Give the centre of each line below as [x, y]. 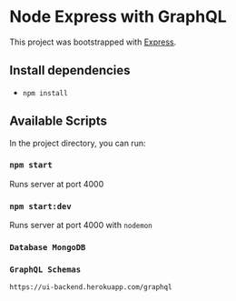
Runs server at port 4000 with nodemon [81, 226]
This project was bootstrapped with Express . [93, 42]
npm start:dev [40, 206]
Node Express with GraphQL [118, 17]
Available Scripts [58, 121]
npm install [45, 93]
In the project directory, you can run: [78, 143]
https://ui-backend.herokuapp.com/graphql [91, 287]
